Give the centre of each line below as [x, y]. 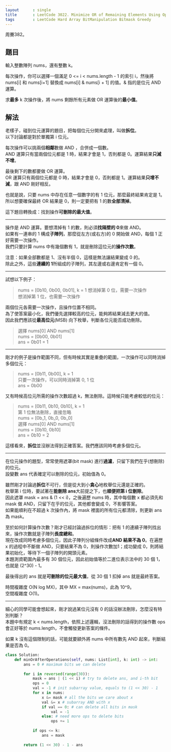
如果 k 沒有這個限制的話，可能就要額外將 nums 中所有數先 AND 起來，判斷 [83, 639]
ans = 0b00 [30, 385]
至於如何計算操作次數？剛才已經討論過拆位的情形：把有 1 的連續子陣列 [79, 527]
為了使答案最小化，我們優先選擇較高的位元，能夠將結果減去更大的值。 [79, 314]
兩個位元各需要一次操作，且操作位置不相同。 [52, 307]
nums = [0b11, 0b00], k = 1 [46, 374]
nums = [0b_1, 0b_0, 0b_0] [45, 418]
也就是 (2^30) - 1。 [25, 566]
